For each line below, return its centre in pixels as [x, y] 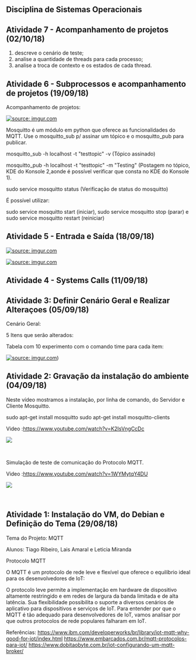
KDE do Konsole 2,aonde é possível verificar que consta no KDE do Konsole [97, 171]
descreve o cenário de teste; [49, 53]
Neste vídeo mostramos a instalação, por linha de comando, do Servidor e [96, 399]
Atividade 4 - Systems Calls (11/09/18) [77, 280]
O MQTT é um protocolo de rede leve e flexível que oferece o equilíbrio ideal [98, 572]
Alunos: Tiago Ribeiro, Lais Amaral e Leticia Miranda [69, 549]
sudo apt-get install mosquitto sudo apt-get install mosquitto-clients [88, 417]
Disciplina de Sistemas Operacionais [74, 10]
